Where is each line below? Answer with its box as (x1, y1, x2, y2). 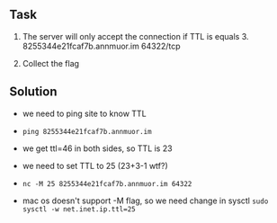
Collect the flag (22, 58, 79, 68)
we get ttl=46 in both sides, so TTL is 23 (22, 143, 173, 154)
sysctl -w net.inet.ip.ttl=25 (22, 204, 137, 214)
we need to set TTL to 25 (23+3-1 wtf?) (22, 160, 168, 171)
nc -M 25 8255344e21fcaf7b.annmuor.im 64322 (22, 179, 192, 188)
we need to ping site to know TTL (22, 108, 147, 119)
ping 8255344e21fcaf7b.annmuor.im (22, 127, 152, 136)
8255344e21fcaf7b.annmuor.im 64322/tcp (22, 40, 182, 51)
